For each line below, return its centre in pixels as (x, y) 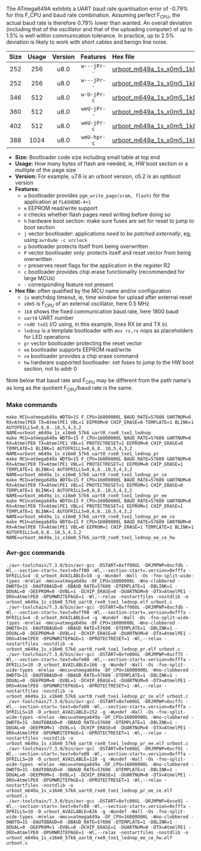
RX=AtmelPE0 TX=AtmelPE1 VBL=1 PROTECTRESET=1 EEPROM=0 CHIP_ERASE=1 (95, 464)
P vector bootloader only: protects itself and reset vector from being (107, 252)
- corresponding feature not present (68, 284)
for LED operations (47, 337)
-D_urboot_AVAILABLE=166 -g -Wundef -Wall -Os (95, 665)
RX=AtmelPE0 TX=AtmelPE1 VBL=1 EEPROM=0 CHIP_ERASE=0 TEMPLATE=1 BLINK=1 (100, 423)
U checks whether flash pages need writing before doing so (97, 214)
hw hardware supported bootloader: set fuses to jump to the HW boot (109, 362)
